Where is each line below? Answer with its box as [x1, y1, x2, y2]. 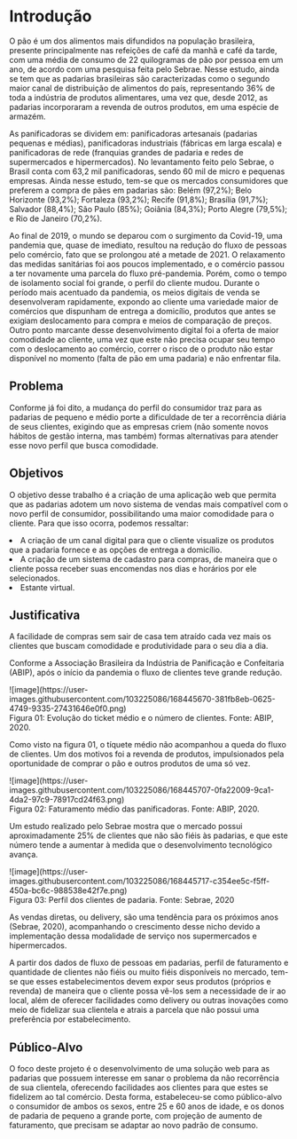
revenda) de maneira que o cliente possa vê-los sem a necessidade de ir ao [9, 985, 286, 996]
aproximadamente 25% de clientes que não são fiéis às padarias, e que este [9, 830, 288, 841]
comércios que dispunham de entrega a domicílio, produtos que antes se [9, 305, 277, 316]
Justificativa [9, 607, 81, 622]
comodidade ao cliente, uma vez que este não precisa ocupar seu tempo [9, 334, 276, 344]
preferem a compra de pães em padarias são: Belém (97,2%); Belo [9, 185, 253, 195]
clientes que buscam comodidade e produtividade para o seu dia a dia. [9, 641, 269, 652]
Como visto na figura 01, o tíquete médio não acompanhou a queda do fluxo [9, 740, 286, 750]
